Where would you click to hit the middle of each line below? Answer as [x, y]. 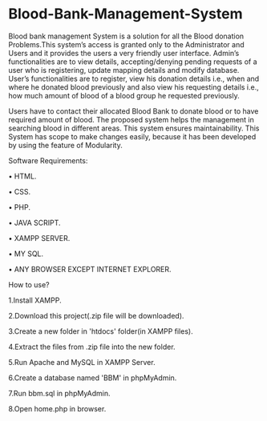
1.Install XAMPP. [35, 300]
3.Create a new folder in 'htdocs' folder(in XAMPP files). [101, 331]
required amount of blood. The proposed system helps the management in [131, 119]
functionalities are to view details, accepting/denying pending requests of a [133, 62]
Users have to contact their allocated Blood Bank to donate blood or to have [133, 111]
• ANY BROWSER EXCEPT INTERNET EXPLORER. [90, 269]
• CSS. [20, 191]
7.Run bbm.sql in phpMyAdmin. [59, 393]
